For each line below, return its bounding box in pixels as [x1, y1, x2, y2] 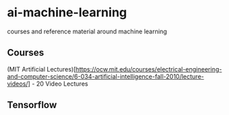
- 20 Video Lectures [31, 80, 89, 88]
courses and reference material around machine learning [7, 27, 167, 35]
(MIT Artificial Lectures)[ [7, 65, 77, 73]
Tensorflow [7, 99, 57, 111]
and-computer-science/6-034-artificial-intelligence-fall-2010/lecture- [7, 72, 204, 80]
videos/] [7, 80, 31, 88]
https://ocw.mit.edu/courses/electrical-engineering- [75, 65, 222, 73]
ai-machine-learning [7, 5, 127, 20]
